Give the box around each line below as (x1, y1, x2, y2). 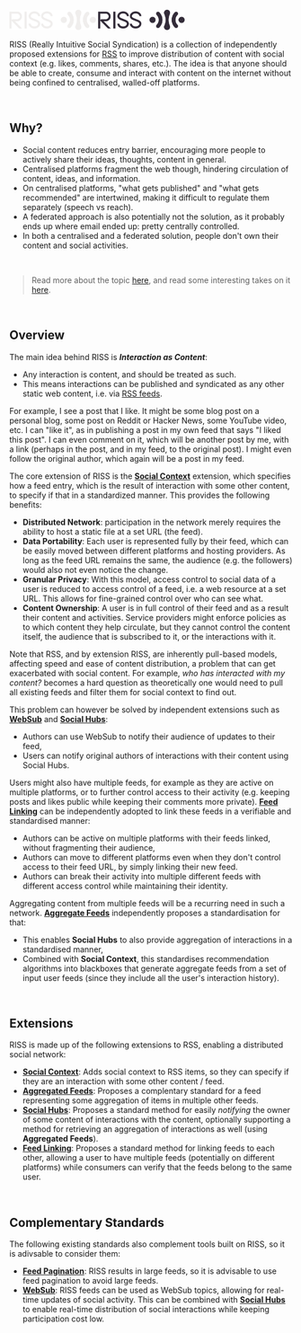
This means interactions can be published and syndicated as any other (22, 378, 285, 389)
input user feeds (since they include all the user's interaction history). (22, 972, 280, 983)
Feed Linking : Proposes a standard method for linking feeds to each (22, 1143, 276, 1153)
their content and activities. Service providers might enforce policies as (22, 612, 287, 622)
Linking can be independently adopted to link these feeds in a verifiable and (9, 806, 292, 817)
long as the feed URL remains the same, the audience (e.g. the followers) (22, 554, 293, 565)
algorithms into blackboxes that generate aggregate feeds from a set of (22, 963, 288, 974)
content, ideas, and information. (22, 172, 141, 183)
